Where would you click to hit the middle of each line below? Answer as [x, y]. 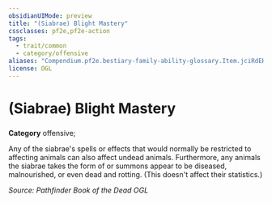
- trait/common [41, 46]
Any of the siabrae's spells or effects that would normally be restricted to [130, 148]
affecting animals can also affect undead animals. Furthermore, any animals [134, 157]
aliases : [23, 61]
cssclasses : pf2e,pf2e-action [59, 31]
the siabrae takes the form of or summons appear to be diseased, [118, 166]
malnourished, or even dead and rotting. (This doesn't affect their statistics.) [136, 174]
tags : [17, 38]
